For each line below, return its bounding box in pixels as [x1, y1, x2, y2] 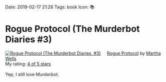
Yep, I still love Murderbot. [5, 71, 59, 77]
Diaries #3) [5, 34, 52, 45]
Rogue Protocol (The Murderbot [5, 23, 140, 35]
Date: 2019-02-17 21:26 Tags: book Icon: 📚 [5, 4, 95, 10]
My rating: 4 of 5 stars [5, 61, 51, 67]
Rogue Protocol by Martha [106, 50, 161, 56]
